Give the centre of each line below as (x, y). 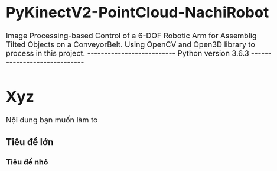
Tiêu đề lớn (30, 142)
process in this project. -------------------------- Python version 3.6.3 (128, 53)
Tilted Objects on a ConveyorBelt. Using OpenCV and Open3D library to (131, 44)
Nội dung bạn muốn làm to (52, 120)
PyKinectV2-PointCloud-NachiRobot (138, 12)
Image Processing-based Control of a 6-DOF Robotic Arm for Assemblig (131, 36)
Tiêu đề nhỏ (27, 162)
